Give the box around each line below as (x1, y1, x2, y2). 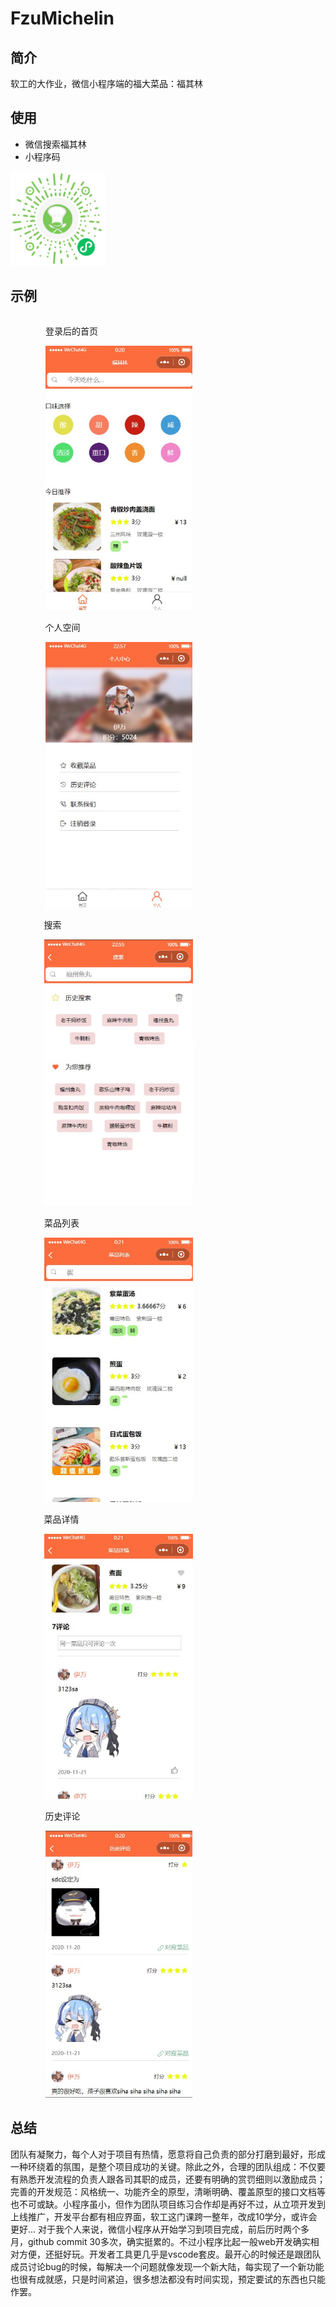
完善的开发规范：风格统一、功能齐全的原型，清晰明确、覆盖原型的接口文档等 (10, 2185, 326, 2197)
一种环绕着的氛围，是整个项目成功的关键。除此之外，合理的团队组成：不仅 (10, 2160, 317, 2172)
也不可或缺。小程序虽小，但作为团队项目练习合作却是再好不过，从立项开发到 (10, 2198, 326, 2210)
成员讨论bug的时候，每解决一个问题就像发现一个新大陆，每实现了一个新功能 (10, 2260, 325, 2272)
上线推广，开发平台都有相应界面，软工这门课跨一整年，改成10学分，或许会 (10, 2210, 318, 2222)
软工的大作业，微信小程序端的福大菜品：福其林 (10, 78, 203, 89)
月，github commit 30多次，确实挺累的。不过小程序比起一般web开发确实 (10, 2235, 311, 2247)
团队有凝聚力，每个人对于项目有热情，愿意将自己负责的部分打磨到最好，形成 (10, 2148, 326, 2160)
